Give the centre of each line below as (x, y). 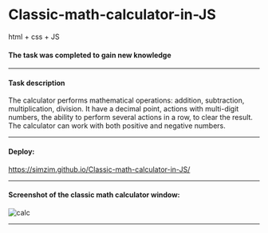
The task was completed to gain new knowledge (90, 55)
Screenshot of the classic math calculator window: (95, 195)
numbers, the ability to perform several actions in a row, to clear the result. (131, 118)
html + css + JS (34, 37)
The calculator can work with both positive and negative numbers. (117, 126)
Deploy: (22, 151)
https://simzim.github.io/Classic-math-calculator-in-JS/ (99, 169)
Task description (37, 83)
